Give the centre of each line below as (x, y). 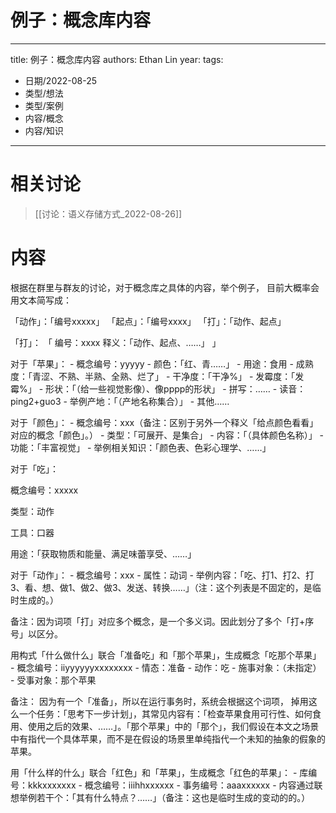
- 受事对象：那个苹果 (53, 680)
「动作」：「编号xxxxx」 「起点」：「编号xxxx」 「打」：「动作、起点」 (148, 321)
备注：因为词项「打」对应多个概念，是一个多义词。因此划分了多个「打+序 (162, 621)
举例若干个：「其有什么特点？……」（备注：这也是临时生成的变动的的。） (164, 797)
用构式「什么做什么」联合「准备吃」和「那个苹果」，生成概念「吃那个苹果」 (166, 655)
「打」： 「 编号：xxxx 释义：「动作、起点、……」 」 (116, 342)
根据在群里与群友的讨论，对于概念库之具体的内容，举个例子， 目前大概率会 (165, 287)
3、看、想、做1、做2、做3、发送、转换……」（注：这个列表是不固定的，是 (161, 587)
